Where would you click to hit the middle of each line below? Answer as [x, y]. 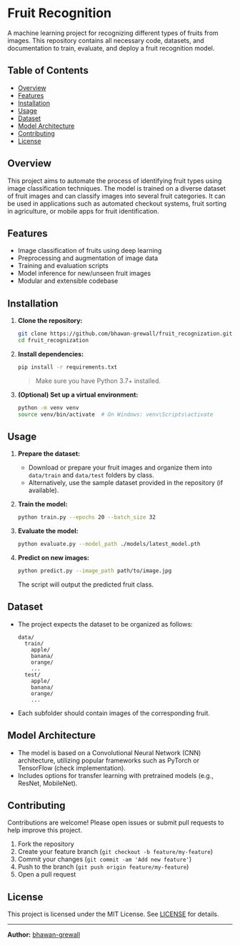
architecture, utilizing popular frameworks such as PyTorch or [109, 760]
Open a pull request [47, 875]
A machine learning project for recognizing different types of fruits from [113, 33]
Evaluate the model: [48, 531]
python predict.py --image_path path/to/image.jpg [95, 571]
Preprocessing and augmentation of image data [88, 258]
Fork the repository [46, 844]
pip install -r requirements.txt [67, 367]
